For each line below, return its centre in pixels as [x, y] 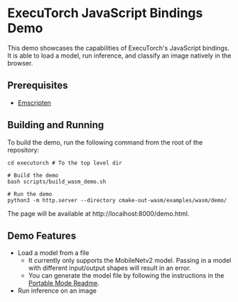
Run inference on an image [57, 291]
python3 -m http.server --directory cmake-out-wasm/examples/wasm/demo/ [117, 200]
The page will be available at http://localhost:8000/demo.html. [98, 213]
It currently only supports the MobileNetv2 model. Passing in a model [130, 261]
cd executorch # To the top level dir [65, 163]
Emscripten [34, 103]
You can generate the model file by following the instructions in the [126, 276]
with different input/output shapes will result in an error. [109, 268]
